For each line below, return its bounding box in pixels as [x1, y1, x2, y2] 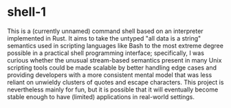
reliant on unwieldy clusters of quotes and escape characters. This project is [7, 78, 224, 86]
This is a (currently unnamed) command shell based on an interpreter [7, 27, 204, 35]
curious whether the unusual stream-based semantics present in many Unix [7, 56, 222, 64]
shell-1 [7, 4, 47, 20]
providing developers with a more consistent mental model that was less [7, 70, 212, 79]
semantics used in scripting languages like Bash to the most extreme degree [7, 41, 223, 50]
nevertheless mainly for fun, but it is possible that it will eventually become [7, 85, 219, 94]
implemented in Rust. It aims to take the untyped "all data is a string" [7, 34, 201, 42]
